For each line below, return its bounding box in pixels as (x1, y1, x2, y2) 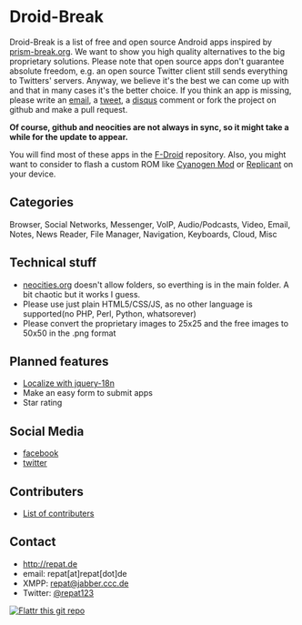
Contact (9, 534, 56, 549)
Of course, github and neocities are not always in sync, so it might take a (9, 121, 289, 133)
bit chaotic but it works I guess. (22, 288, 141, 299)
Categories (9, 195, 75, 210)
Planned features (9, 353, 109, 369)
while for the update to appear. (9, 131, 129, 142)
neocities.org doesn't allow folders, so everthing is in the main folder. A (22, 279, 289, 290)
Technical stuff (9, 255, 97, 270)
